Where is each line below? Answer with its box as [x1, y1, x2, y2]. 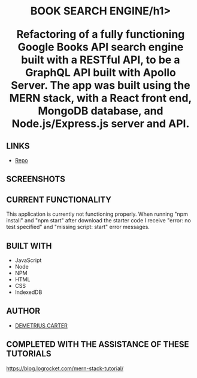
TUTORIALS [6, 349, 51, 359]
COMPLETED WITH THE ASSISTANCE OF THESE [6, 340, 190, 350]
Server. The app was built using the [11, 79, 190, 93]
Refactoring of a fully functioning [16, 28, 185, 41]
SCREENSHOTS [6, 174, 66, 184]
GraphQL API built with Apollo [25, 66, 177, 79]
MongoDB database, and [38, 104, 163, 118]
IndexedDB [14, 288, 43, 296]
